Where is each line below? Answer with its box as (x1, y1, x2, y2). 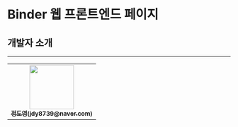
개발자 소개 (7, 37, 53, 49)
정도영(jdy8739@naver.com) (11, 110, 93, 117)
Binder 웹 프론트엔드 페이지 (7, 6, 159, 23)
